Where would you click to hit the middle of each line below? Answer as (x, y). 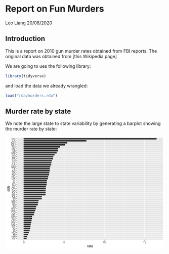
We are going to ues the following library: (48, 66)
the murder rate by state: (31, 129)
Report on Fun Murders (55, 9)
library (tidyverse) (26, 76)
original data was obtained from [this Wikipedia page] (61, 56)
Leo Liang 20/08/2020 (29, 23)
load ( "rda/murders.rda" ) (31, 96)
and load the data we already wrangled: (47, 86)
